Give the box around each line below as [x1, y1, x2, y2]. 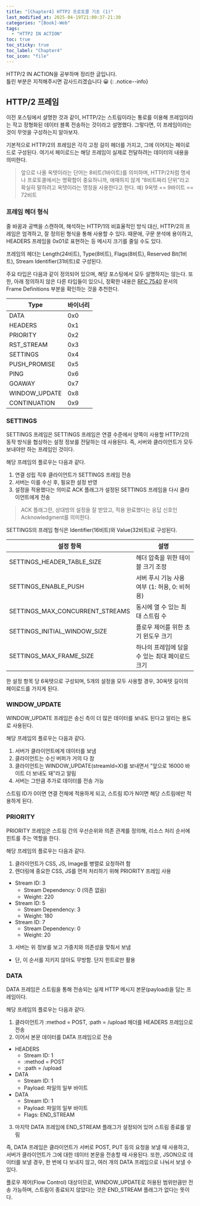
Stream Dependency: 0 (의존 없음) [23, 886, 107, 893]
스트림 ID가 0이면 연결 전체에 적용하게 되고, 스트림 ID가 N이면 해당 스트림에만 [6, 790, 186, 797]
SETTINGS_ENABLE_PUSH [9, 583, 85, 591]
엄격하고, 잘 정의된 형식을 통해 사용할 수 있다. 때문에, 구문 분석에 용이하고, [21, 230, 193, 237]
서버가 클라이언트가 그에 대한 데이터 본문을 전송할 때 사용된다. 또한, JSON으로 [6, 1150, 187, 1158]
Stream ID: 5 [14, 899, 46, 906]
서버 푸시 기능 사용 [136, 574, 185, 582]
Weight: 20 [23, 931, 51, 938]
